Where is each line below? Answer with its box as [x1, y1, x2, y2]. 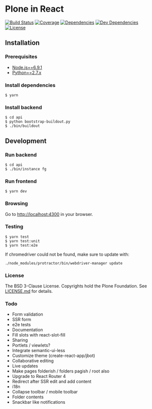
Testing [5, 223, 23, 230]
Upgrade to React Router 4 [12, 373, 66, 379]
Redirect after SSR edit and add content [12, 378, 92, 385]
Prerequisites [5, 53, 37, 60]
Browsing [5, 200, 28, 207]
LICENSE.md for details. [5, 288, 53, 294]
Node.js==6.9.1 [12, 64, 42, 70]
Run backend [5, 151, 37, 158]
